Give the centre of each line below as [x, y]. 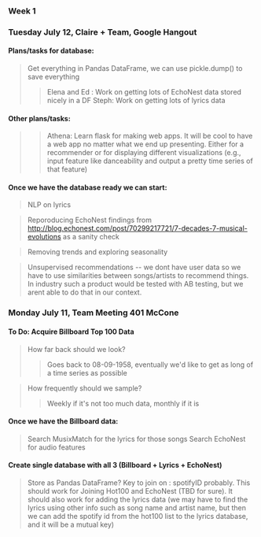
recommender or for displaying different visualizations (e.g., [144, 153]
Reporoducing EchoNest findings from [89, 220]
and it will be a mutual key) [71, 524]
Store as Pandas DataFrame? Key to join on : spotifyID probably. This [139, 483]
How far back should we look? [76, 349]
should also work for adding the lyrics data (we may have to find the [138, 499]
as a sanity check [91, 237]
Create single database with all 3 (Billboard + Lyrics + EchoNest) [115, 465]
